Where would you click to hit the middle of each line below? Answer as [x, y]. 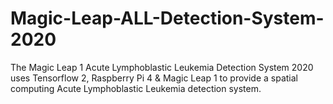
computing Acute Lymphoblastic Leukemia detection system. [136, 88]
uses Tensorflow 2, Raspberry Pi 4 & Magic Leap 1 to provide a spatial [154, 78]
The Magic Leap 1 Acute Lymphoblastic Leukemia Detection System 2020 [162, 67]
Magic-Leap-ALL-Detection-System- [167, 18]
